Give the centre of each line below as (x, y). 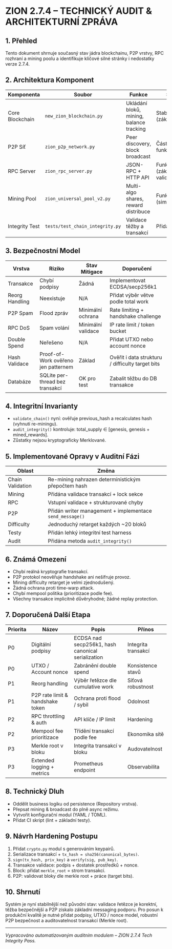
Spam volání (55, 328)
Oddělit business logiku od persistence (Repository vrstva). (75, 804)
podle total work (129, 301)
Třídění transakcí (94, 731)
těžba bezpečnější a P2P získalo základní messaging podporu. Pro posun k (84, 910)
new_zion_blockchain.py (74, 116)
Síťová (135, 680)
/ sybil (81, 704)
